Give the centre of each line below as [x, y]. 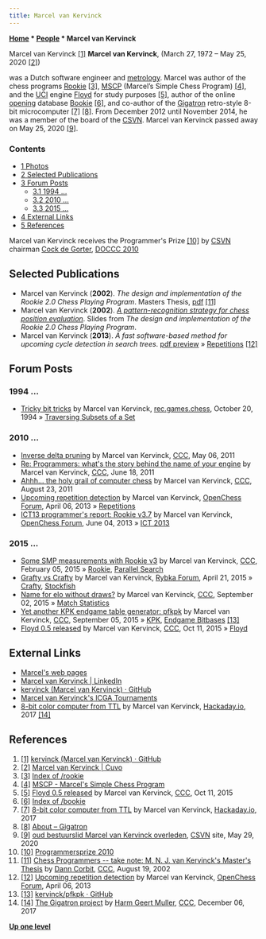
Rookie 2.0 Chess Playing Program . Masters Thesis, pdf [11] [118, 301]
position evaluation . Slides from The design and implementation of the [136, 318]
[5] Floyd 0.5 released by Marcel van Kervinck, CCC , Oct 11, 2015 [127, 793]
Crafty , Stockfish [48, 586]
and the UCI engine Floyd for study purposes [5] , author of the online [122, 94]
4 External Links [47, 216]
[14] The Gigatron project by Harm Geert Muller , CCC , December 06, [133, 902]
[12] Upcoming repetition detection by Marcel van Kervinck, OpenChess [138, 877]
